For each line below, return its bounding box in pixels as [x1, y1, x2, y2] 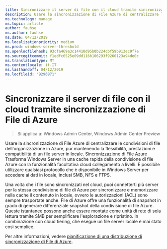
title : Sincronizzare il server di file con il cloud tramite [5, 7, 137, 12]
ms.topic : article [5, 21, 43, 26]
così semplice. [5, 224, 35, 230]
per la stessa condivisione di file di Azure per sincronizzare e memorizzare [5, 187, 158, 192]
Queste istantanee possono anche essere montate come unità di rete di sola [5, 208, 161, 214]
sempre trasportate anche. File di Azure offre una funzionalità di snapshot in [5, 197, 162, 203]
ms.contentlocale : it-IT [5, 62, 57, 67]
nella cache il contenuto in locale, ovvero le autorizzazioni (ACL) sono [5, 192, 148, 198]
